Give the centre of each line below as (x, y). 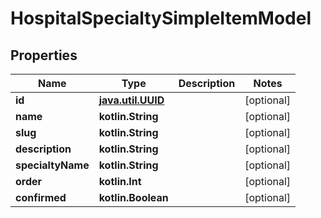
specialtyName (52, 165)
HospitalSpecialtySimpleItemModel (161, 18)
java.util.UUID (131, 100)
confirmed (41, 197)
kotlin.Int (120, 181)
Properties (44, 55)
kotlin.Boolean (133, 197)
